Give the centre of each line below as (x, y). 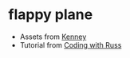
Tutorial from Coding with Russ (71, 44)
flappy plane (51, 15)
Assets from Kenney (53, 37)
